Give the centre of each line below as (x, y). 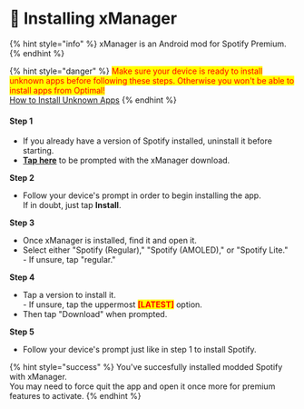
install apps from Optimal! (58, 90)
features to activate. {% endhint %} (75, 396)
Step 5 (22, 332)
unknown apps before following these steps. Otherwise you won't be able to (152, 80)
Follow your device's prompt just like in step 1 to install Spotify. (139, 350)
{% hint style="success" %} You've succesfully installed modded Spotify (146, 367)
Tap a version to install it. (69, 295)
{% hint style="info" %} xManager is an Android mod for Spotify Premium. (148, 44)
